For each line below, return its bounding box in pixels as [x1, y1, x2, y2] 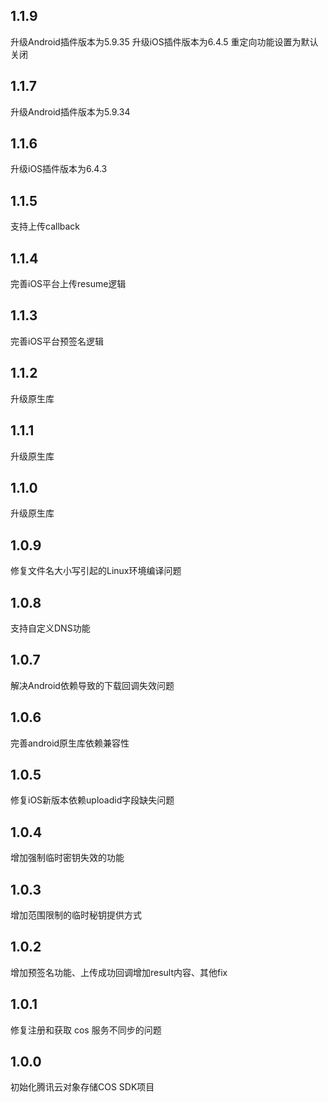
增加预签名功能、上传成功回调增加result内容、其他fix [10, 966, 228, 978]
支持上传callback [10, 220, 81, 233]
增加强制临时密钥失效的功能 [10, 852, 125, 864]
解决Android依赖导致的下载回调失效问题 [10, 679, 175, 691]
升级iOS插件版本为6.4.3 [10, 163, 108, 175]
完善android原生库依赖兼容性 [10, 737, 130, 749]
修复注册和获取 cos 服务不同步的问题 [10, 1024, 162, 1036]
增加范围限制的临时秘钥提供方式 [10, 909, 142, 921]
